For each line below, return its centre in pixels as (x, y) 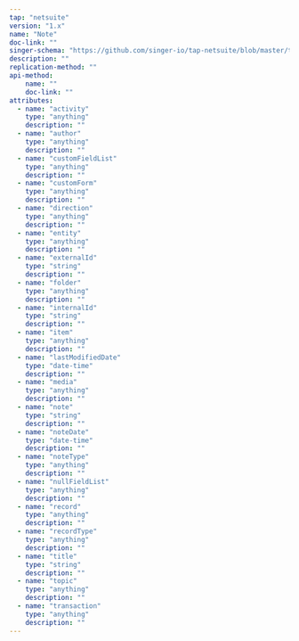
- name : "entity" (49, 233)
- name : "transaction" (59, 606)
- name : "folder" (49, 283)
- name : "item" (45, 333)
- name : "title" (47, 556)
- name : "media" (47, 382)
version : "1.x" (37, 26)
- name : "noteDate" (53, 432)
